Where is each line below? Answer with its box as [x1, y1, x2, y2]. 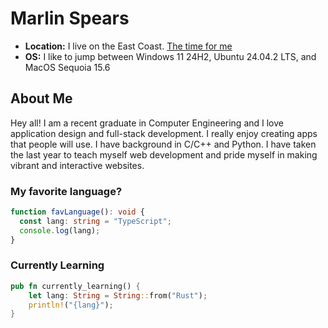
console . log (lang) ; [19, 225, 101, 236]
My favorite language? [10, 184, 123, 198]
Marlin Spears [10, 7, 130, 30]
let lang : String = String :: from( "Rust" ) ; [28, 290, 208, 301]
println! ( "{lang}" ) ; [28, 300, 114, 310]
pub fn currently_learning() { [10, 281, 141, 291]
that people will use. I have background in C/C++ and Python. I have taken [10, 138, 317, 150]
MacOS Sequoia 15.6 [24, 61, 111, 73]
